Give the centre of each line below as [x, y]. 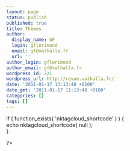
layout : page [23, 12]
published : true [26, 23]
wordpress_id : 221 [29, 73]
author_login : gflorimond [39, 62]
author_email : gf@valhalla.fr [44, 68]
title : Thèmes [24, 29]
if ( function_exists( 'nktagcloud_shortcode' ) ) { [65, 119]
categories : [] [25, 96]
